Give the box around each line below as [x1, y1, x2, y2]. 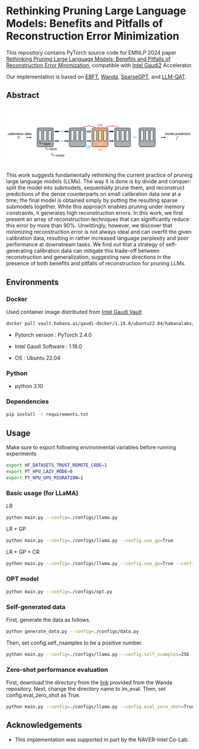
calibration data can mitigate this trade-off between [34, 247, 160, 255]
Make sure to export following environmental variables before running [6, 444, 176, 451]
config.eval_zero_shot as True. [6, 691, 81, 699]
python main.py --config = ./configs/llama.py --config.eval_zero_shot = [6, 704, 184, 710]
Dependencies [6, 398, 49, 405]
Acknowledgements [6, 720, 82, 731]
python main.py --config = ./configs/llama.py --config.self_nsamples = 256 [6, 651, 190, 657]
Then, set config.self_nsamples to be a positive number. [6, 639, 143, 646]
